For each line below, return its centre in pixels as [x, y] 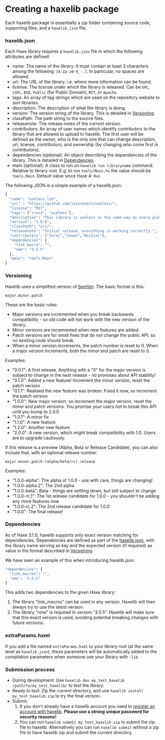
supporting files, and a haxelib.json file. [46, 28]
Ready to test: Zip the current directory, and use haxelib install [78, 690]
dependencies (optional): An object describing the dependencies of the [84, 155]
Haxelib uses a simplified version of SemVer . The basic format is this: [75, 286]
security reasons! [38, 716]
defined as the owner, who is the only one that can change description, [84, 139]
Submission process [30, 669]
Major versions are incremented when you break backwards [73, 314]
